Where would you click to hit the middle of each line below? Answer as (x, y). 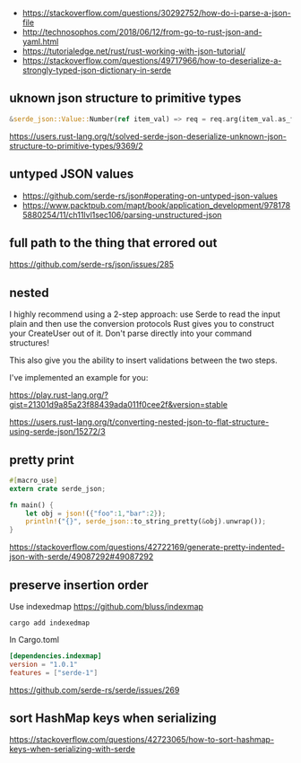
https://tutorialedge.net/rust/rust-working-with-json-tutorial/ (134, 51)
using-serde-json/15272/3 (57, 432)
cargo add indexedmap (50, 623)
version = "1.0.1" (43, 664)
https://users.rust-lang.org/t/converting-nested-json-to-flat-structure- (139, 422)
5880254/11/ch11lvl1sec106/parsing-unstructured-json (122, 215)
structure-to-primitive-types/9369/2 (76, 145)
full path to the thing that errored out (113, 243)
